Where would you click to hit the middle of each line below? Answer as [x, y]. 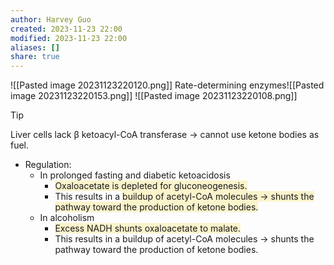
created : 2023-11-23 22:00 [66, 29]
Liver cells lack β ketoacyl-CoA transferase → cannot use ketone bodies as [165, 135]
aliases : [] [35, 47]
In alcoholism [67, 218]
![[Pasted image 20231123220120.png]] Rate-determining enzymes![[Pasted [167, 85]
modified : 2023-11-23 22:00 [69, 38]
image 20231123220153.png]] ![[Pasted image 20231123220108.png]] [154, 96]
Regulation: [48, 165]
